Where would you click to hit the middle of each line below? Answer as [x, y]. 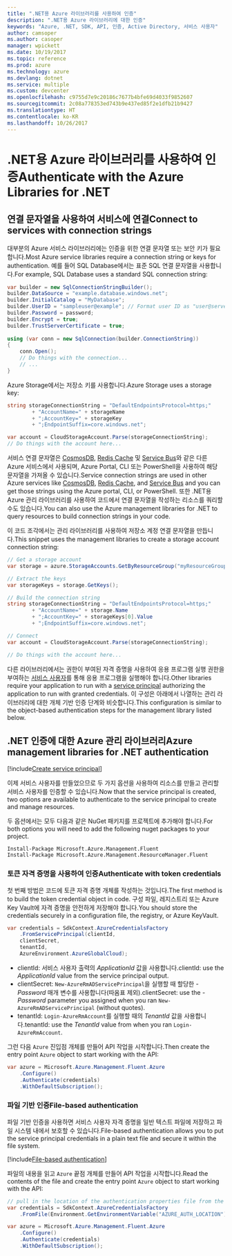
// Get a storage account [44, 560]
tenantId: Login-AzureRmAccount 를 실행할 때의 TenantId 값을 [100, 1016]
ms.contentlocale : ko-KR [43, 116]
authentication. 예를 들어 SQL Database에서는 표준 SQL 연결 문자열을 [103, 265]
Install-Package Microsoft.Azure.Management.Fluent [83, 849]
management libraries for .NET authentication [108, 752]
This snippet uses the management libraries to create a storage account [117, 539]
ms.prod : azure [29, 65]
